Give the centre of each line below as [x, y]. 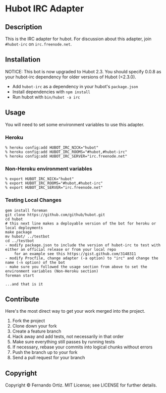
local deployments [24, 228]
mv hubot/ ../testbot [28, 236]
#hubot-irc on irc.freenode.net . [38, 44]
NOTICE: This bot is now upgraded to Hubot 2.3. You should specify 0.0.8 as [83, 71]
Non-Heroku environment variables [49, 168]
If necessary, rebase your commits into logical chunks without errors [82, 347]
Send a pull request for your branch [49, 358]
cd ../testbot [20, 241]
